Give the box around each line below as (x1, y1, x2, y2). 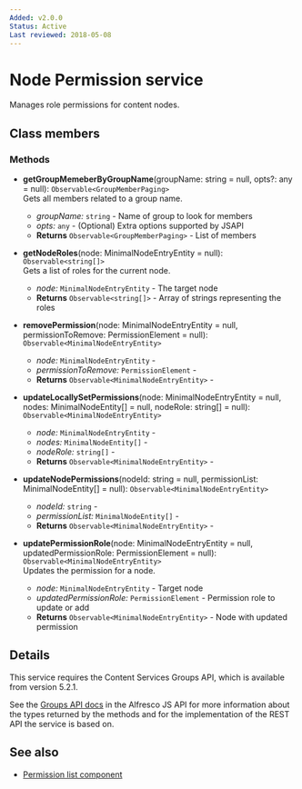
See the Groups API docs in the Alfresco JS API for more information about (9, 699, 290, 710)
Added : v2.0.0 (9, 13, 64, 23)
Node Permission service (9, 69, 204, 90)
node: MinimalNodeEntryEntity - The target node (35, 283, 218, 294)
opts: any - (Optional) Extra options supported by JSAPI (35, 220, 244, 231)
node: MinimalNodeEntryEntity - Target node (35, 583, 204, 594)
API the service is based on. (9, 718, 115, 729)
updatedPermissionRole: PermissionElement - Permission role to (35, 593, 276, 603)
